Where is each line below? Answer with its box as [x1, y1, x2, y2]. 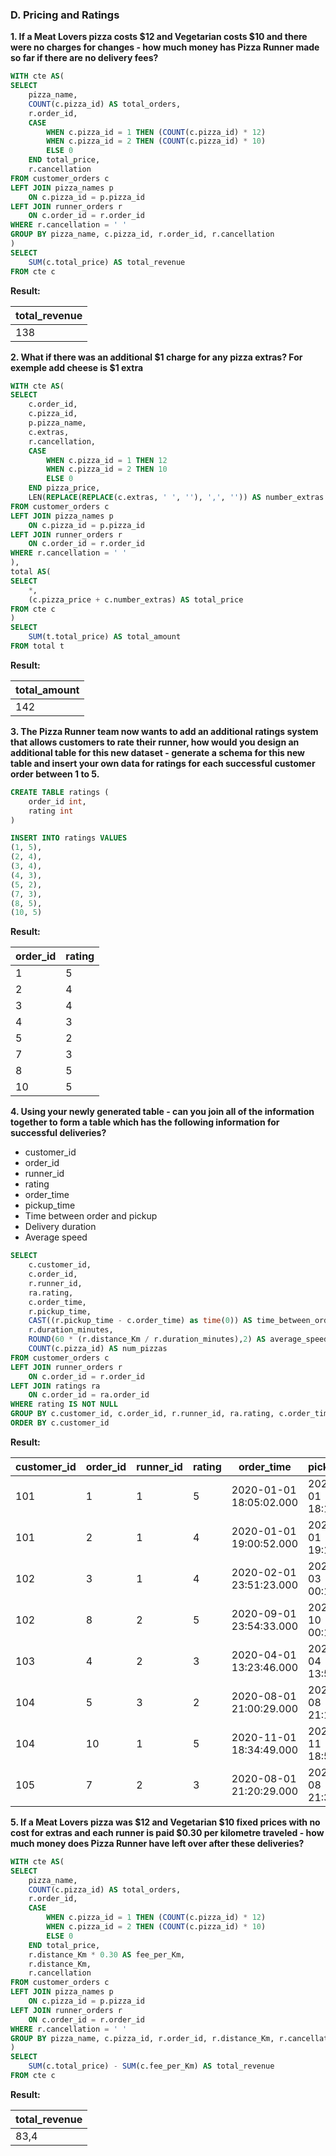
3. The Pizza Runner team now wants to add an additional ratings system [10, 725, 319, 737]
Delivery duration [24, 1221, 97, 1233]
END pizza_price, [28, 483, 101, 493]
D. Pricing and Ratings [10, 8, 120, 22]
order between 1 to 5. [10, 768, 100, 780]
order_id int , [28, 796, 87, 807]
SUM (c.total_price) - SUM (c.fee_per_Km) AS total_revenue [28, 2061, 275, 2072]
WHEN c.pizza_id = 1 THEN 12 [46, 455, 168, 465]
